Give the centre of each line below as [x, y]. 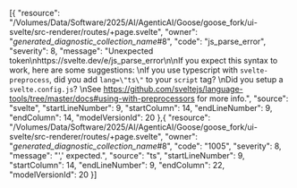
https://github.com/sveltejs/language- [173, 89]
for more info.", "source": [242, 98]
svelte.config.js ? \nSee [55, 89]
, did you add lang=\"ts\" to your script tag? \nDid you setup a [166, 79]
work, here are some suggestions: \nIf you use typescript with [124, 70]
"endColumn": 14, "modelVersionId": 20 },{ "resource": [110, 117]
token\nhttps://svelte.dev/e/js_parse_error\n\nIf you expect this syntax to [144, 60]
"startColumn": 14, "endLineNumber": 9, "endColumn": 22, [117, 165]
